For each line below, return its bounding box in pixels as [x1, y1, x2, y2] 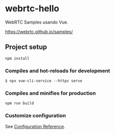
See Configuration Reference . [5, 123, 65, 129]
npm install [5, 56, 29, 61]
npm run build [5, 101, 34, 106]
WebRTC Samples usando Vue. [5, 19, 69, 25]
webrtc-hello [5, 3, 59, 14]
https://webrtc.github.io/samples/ [5, 28, 73, 34]
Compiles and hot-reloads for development [5, 67, 111, 74]
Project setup [5, 43, 48, 52]
